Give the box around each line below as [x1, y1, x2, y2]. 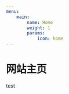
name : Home [27, 19, 53, 25]
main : [16, 14, 30, 20]
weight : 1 [27, 25, 50, 31]
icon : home [37, 36, 64, 41]
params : [27, 30, 45, 36]
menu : [6, 8, 19, 15]
